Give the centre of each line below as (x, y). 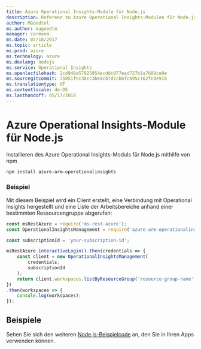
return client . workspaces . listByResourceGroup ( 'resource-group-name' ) (107, 279)
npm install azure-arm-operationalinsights (61, 172)
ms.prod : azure (25, 51)
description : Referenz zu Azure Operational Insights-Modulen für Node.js (101, 17)
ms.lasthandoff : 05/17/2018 (41, 95)
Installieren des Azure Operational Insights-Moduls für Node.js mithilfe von (98, 154)
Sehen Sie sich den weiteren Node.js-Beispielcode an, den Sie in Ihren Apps (100, 335)
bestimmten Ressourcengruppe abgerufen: (59, 213)
